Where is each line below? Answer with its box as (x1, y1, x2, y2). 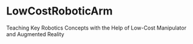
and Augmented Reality (6, 30, 65, 37)
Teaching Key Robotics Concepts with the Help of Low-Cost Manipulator (6, 24, 187, 31)
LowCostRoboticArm (6, 4, 113, 18)
